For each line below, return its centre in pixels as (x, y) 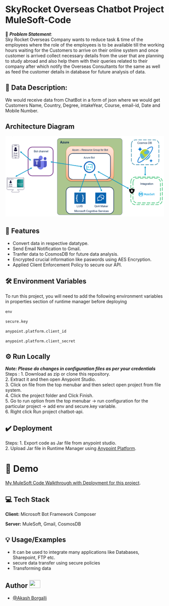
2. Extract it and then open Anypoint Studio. (51, 379)
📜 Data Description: (36, 88)
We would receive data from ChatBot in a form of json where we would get (83, 100)
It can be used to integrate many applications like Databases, (76, 552)
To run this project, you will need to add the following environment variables (84, 296)
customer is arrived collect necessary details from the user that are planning (84, 55)
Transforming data (32, 568)
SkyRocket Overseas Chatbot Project (85, 9)
